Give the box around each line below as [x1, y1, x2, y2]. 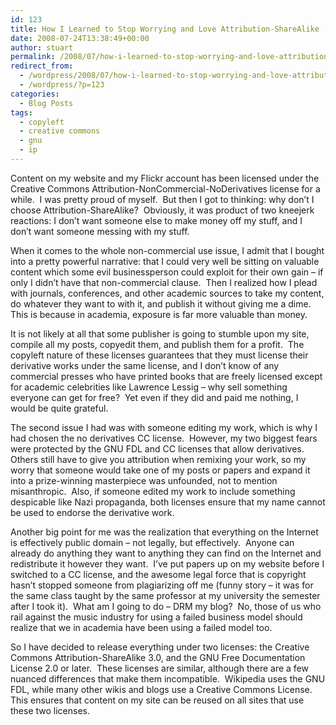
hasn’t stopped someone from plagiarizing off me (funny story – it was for [10, 579, 314, 591]
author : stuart [10, 42, 74, 53]
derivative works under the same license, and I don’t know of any [10, 359, 280, 371]
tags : [10, 107, 33, 118]
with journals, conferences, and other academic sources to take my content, [10, 287, 325, 299]
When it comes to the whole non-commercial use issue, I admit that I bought [10, 244, 325, 256]
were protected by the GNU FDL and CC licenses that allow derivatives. [10, 442, 305, 455]
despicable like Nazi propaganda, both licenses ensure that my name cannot [10, 496, 326, 508]
